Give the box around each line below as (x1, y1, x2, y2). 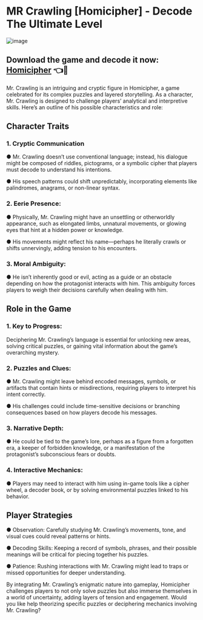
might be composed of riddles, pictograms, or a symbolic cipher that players (6, 160, 198, 167)
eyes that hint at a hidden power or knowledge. (6, 226, 124, 233)
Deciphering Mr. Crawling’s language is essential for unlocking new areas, (6, 336, 191, 343)
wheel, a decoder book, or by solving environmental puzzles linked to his (6, 486, 189, 493)
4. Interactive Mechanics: (6, 466, 83, 474)
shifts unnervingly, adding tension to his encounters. (6, 244, 138, 251)
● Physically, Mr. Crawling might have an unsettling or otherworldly (6, 213, 175, 220)
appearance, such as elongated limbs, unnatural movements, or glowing (6, 220, 187, 227)
